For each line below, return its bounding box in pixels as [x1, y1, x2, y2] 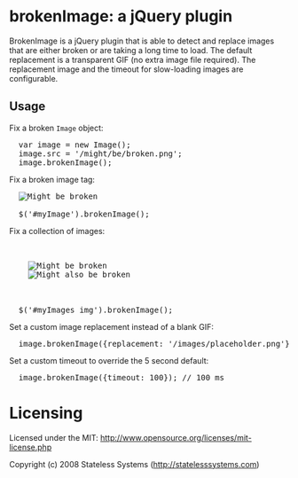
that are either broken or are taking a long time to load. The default [9, 44, 253, 55]
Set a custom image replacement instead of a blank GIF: [9, 321, 215, 332]
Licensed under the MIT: [9, 432, 99, 443]
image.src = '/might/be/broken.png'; [18, 148, 183, 159]
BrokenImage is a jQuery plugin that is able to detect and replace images [9, 35, 275, 46]
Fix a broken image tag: [9, 174, 96, 184]
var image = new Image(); [18, 139, 131, 150]
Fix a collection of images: [9, 225, 106, 236]
